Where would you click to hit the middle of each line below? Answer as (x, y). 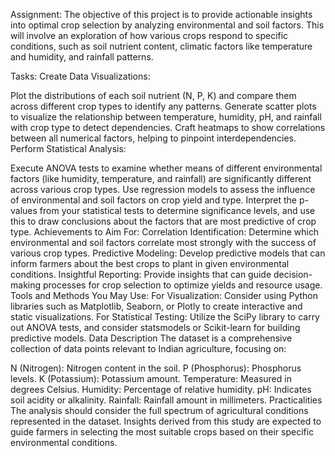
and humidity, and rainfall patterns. (82, 57)
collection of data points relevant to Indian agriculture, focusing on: (148, 348)
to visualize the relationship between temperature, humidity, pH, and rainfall (166, 117)
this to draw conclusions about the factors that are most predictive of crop (163, 221)
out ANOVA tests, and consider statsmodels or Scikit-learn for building (155, 327)
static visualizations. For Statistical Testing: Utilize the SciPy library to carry (165, 317)
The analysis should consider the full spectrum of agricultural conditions (159, 410)
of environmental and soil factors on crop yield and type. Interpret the (154, 200)
